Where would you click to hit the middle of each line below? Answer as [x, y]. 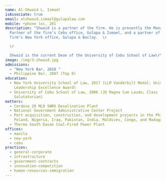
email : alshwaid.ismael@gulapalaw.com [45, 19]
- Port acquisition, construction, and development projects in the [82, 115]
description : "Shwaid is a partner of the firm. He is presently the [78, 28]
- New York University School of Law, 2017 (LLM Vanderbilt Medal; [81, 83]
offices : [14, 129]
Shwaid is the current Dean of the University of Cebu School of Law [83, 55]
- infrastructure [27, 157]
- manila [19, 134]
